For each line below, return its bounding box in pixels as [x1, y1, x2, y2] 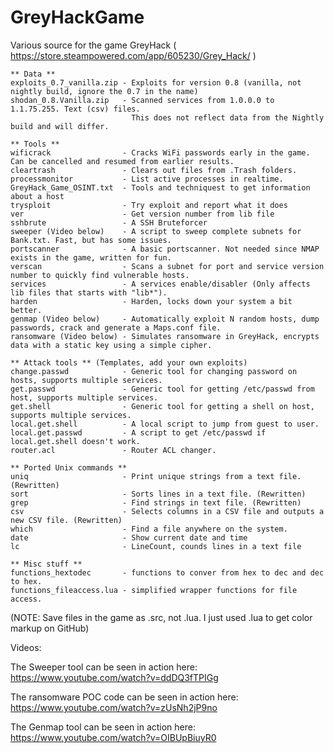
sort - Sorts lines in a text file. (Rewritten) [10, 489, 307, 499]
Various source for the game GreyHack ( [10, 39, 177, 51]
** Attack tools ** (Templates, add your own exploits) [10, 357, 248, 368]
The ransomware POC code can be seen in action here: [10, 691, 239, 703]
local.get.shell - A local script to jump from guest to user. [10, 419, 320, 429]
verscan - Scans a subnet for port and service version [10, 261, 325, 271]
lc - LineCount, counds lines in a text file [10, 541, 302, 551]
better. [10, 305, 43, 315]
